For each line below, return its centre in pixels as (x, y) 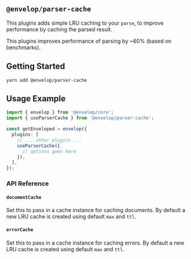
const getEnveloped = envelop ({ (47, 129)
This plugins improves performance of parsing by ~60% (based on (89, 41)
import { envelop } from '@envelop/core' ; (60, 113)
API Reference (28, 184)
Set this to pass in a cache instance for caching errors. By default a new (95, 243)
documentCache (24, 197)
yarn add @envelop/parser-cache (47, 80)
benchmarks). (23, 47)
